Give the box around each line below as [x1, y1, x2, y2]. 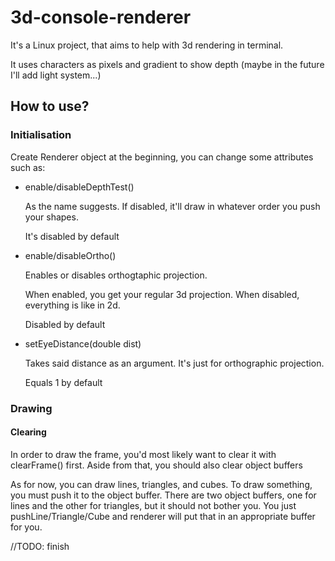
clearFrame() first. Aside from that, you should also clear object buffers [10, 459, 303, 471]
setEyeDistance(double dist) [24, 337, 142, 350]
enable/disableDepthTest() [24, 181, 135, 193]
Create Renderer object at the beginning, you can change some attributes [10, 151, 314, 163]
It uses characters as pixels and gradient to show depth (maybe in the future [10, 58, 325, 70]
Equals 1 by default [24, 376, 103, 388]
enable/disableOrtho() [24, 249, 117, 261]
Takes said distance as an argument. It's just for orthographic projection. [24, 357, 325, 369]
